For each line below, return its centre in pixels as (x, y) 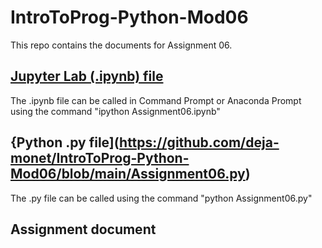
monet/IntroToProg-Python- (100, 158)
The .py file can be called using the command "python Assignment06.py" (161, 198)
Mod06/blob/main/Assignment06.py (128, 174)
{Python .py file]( (65, 142)
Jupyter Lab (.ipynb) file (87, 76)
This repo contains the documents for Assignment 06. (121, 45)
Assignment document (83, 229)
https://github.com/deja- (199, 142)
